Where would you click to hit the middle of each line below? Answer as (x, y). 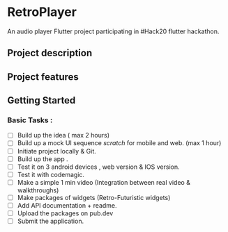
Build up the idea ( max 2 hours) (63, 135)
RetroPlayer (42, 12)
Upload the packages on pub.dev (65, 213)
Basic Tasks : (30, 120)
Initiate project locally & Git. (56, 151)
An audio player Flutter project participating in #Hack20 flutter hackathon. (113, 31)
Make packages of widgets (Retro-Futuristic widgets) (94, 197)
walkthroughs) (38, 190)
